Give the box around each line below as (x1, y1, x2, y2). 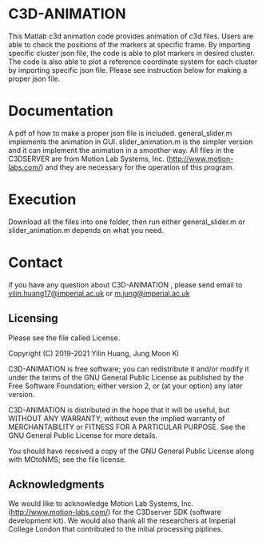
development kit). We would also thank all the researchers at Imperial (8, 516, 236, 525)
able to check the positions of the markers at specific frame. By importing (8, 39, 251, 49)
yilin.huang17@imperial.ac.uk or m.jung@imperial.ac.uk (8, 288, 190, 298)
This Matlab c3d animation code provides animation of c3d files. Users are (8, 31, 254, 41)
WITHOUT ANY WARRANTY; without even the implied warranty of (8, 413, 225, 423)
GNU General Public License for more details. (8, 430, 158, 440)
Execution (8, 191, 77, 209)
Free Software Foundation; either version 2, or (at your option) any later (8, 381, 244, 391)
